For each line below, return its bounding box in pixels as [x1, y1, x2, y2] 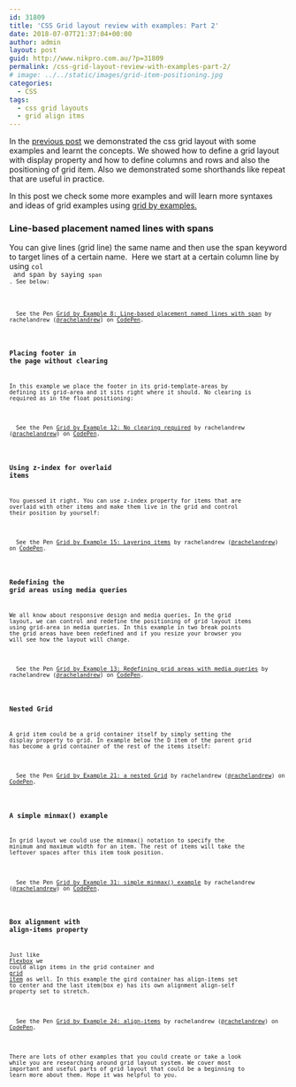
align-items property [9, 926, 88, 935]
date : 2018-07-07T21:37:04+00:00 [9, 29, 133, 38]
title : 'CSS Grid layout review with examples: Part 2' [9, 21, 219, 30]
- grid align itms [17, 112, 86, 120]
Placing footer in [9, 349, 77, 358]
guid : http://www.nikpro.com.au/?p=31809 [9, 54, 164, 63]
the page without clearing [9, 357, 109, 366]
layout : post [9, 46, 57, 55]
